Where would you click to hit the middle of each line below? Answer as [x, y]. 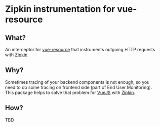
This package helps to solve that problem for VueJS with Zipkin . [70, 93]
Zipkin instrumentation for [60, 9]
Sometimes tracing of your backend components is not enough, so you [77, 82]
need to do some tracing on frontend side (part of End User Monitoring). [79, 87]
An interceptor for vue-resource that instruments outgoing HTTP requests [80, 49]
